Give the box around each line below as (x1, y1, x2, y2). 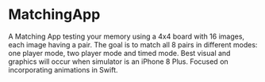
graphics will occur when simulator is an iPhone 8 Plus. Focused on (8, 57, 229, 66)
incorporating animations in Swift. (8, 65, 118, 74)
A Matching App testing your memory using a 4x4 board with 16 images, (8, 32, 244, 41)
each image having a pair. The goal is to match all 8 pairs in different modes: (8, 39, 258, 49)
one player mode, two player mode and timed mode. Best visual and (8, 48, 231, 58)
